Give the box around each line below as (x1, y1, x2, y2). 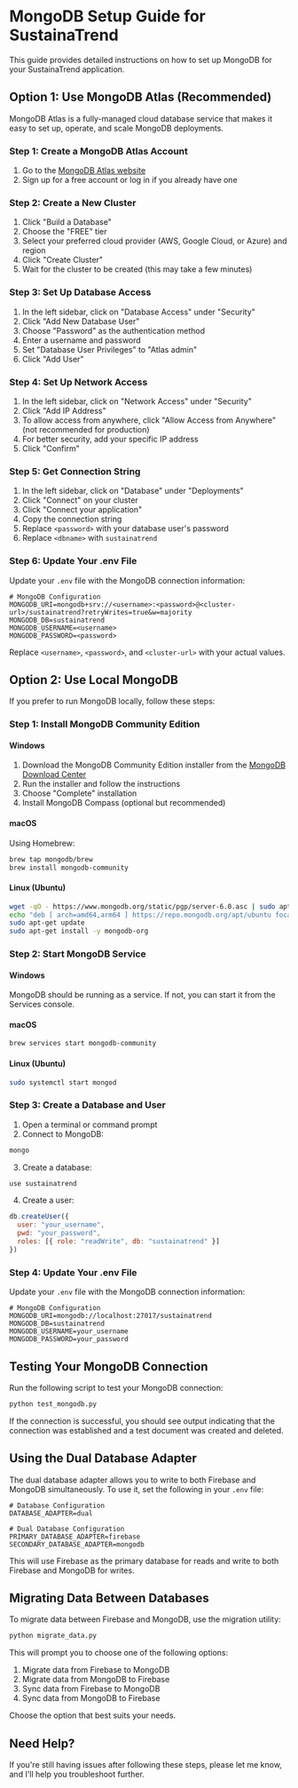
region (21, 245, 46, 256)
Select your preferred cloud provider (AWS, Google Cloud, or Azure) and (21, 235, 287, 246)
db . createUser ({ (9, 1212, 69, 1221)
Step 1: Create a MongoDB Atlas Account (9, 145, 189, 157)
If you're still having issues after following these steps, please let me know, (9, 1760, 282, 1770)
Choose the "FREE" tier (21, 226, 108, 237)
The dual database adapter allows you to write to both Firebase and (9, 1474, 256, 1485)
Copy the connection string (21, 513, 122, 525)
